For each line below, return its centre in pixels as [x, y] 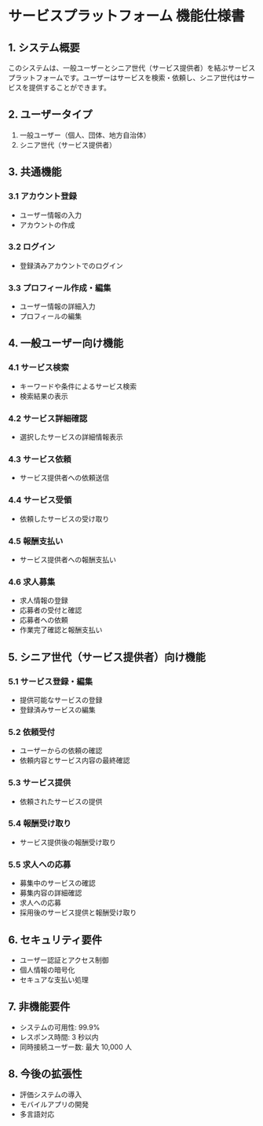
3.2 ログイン [32, 247]
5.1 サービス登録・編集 [50, 682]
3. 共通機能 [35, 172]
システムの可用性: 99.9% [60, 1027]
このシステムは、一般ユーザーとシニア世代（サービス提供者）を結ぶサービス [132, 68]
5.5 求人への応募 [40, 865]
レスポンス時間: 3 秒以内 [59, 1036]
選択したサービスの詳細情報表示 [71, 437]
